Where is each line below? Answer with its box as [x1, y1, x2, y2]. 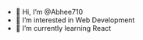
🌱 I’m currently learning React [15, 24, 112, 32]
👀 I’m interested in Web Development [15, 15, 135, 25]
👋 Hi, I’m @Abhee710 [15, 8, 84, 16]
